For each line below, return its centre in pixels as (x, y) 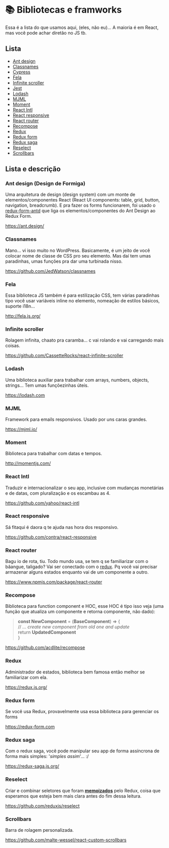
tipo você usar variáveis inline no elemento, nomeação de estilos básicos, (82, 301)
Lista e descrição (33, 169)
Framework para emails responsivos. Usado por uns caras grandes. (76, 419)
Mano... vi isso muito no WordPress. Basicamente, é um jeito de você (78, 250)
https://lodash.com (25, 395)
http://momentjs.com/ (28, 463)
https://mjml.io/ (21, 429)
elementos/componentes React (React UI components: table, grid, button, (83, 200)
